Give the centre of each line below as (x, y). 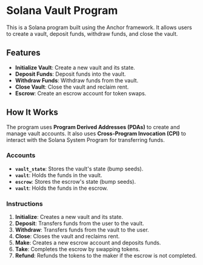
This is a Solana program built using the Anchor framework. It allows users (99, 27)
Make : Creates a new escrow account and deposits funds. (88, 243)
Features (23, 53)
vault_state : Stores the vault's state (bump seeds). (79, 169)
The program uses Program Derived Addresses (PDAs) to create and (93, 127)
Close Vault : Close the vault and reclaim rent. (72, 87)
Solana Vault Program (62, 11)
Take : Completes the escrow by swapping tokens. (78, 249)
